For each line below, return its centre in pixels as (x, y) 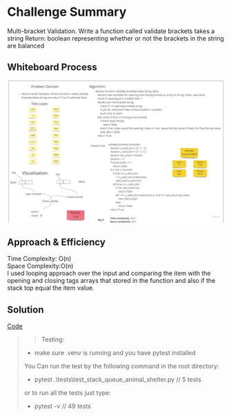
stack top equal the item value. (51, 288)
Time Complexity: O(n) (39, 259)
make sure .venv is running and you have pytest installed (115, 353)
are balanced (26, 45)
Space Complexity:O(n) (40, 266)
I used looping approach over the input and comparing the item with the (109, 273)
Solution (26, 309)
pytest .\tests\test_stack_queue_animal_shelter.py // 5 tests (118, 380)
